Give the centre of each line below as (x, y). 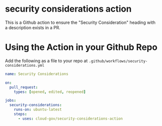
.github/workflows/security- (118, 61)
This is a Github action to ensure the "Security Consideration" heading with (80, 22)
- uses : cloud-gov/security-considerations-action (70, 118)
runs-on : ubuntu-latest (38, 110)
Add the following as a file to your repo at (46, 61)
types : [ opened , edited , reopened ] (50, 92)
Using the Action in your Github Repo (81, 47)
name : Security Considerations (37, 74)
